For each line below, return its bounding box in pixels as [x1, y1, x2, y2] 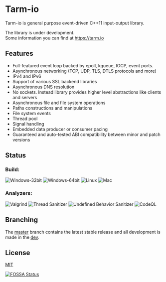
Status [5, 151, 26, 160]
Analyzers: [5, 190, 32, 197]
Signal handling [12, 121, 44, 127]
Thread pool [12, 116, 38, 122]
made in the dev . [5, 234, 40, 240]
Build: [5, 166, 20, 173]
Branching [5, 216, 38, 224]
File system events [12, 110, 51, 116]
